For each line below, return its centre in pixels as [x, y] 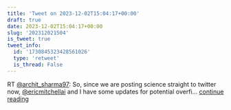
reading [18, 99]
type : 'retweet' [36, 58]
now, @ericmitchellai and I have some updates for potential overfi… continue [115, 91]
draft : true [24, 20]
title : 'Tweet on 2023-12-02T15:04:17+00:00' [73, 13]
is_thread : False [38, 65]
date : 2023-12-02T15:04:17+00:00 [55, 26]
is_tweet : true [29, 39]
